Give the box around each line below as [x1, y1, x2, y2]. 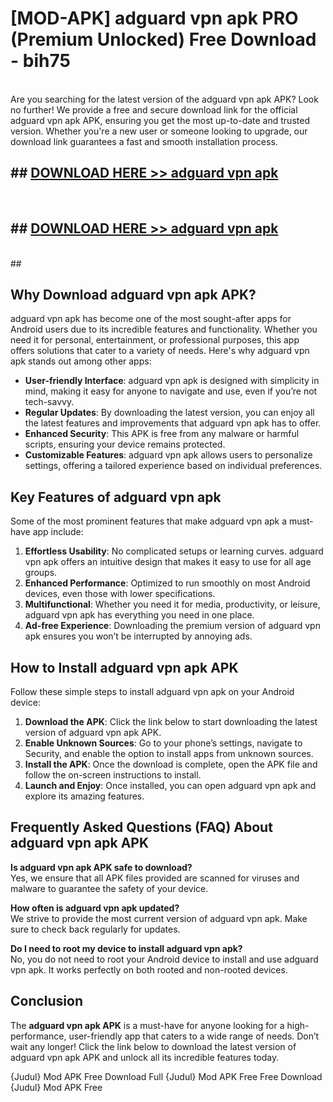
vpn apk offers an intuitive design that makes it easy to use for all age [24, 556, 312, 568]
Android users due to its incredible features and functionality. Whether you [10, 323, 318, 336]
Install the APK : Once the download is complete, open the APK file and [24, 758, 318, 770]
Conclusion [10, 993, 84, 1010]
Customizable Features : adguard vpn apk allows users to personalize [24, 449, 313, 461]
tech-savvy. [24, 396, 75, 408]
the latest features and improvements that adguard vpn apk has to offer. [24, 417, 322, 429]
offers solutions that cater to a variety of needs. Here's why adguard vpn [10, 345, 310, 357]
